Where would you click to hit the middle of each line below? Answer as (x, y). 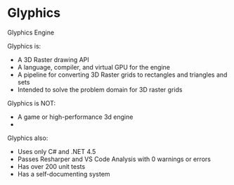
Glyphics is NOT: (32, 103)
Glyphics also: (28, 138)
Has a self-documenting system (64, 174)
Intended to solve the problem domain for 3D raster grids (100, 89)
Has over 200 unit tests (51, 166)
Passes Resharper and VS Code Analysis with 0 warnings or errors (114, 159)
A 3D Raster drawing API (53, 59)
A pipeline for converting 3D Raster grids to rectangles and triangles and (122, 75)
